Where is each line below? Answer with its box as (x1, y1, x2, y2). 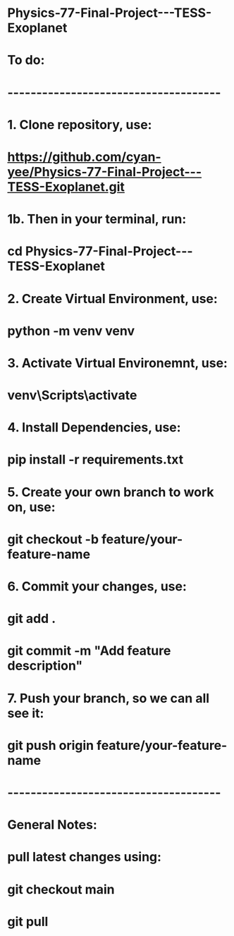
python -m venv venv (7, 323, 135, 339)
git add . (7, 611, 56, 627)
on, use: (7, 499, 56, 515)
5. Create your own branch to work (7, 484, 214, 500)
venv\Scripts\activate (7, 388, 137, 403)
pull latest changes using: (7, 849, 162, 865)
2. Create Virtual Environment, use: (7, 290, 218, 307)
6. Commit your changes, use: (7, 579, 187, 594)
